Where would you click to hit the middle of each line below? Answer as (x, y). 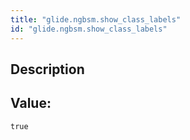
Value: (31, 103)
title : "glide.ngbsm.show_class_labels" (96, 19)
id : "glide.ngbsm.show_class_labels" (89, 29)
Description (47, 69)
